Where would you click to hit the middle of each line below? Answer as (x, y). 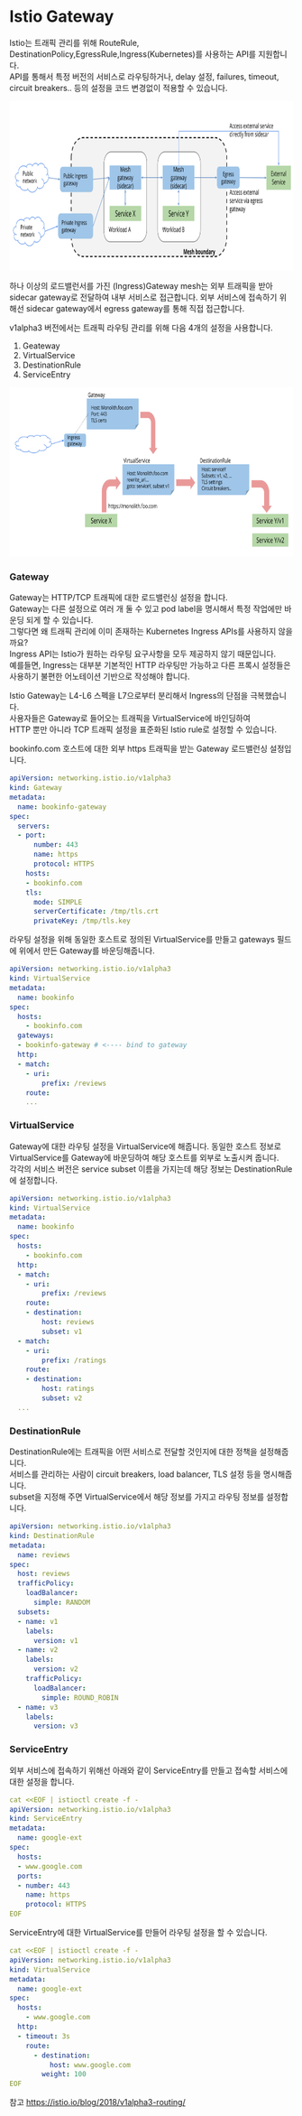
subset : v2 (62, 1398)
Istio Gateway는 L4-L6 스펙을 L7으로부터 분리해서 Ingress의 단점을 (129, 696)
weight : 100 (64, 2074)
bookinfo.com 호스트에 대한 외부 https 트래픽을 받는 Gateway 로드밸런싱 (138, 749)
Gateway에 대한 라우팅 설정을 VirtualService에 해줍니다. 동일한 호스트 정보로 (146, 1146)
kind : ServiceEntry (46, 1819)
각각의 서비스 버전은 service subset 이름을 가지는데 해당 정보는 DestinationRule (151, 1169)
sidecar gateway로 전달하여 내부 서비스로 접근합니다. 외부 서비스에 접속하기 (143, 297)
